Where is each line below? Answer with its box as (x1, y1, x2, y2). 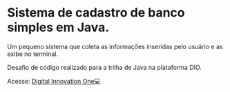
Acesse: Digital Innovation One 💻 (7, 77, 102, 85)
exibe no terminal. (7, 50, 59, 58)
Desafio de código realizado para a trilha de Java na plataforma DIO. (7, 63, 202, 71)
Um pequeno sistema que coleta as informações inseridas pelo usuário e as (7, 42, 223, 50)
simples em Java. (7, 19, 110, 35)
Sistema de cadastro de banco (7, 5, 185, 21)
